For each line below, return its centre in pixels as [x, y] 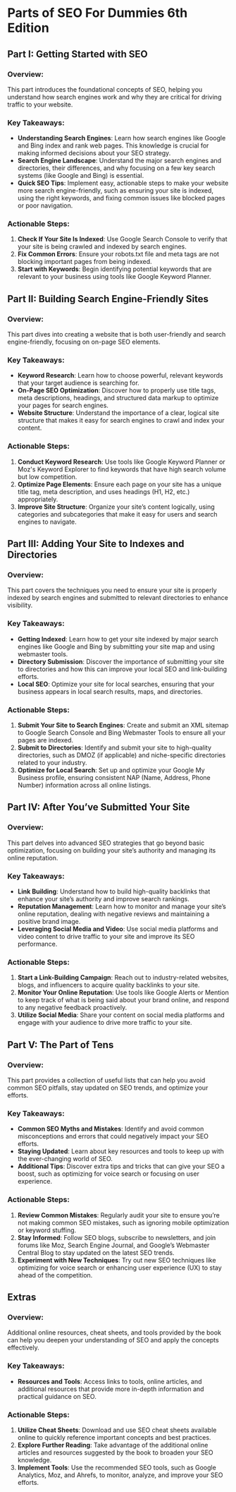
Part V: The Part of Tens [61, 1045]
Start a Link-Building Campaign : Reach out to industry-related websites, [123, 977]
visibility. [20, 606]
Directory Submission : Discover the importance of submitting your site [121, 661]
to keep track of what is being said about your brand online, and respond [123, 1000]
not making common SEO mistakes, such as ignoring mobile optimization [123, 1222]
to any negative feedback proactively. [72, 1008]
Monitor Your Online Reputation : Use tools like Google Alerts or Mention [123, 992]
